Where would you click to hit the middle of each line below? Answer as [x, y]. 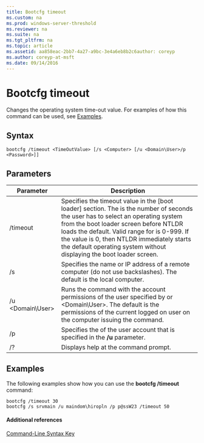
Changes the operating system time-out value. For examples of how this [97, 110]
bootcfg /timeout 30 [32, 401]
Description [128, 191]
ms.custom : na [24, 18]
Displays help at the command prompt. [116, 347]
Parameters [29, 173]
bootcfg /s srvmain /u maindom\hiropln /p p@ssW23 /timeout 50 [88, 406]
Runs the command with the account [113, 289]
